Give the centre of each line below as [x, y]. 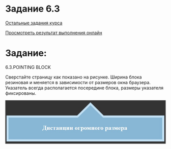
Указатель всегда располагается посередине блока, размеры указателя [84, 88]
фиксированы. [21, 93]
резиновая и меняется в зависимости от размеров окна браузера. [78, 82]
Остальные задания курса [34, 23]
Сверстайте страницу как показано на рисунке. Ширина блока [74, 77]
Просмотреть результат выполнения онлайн [54, 32]
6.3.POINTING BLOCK [28, 67]
